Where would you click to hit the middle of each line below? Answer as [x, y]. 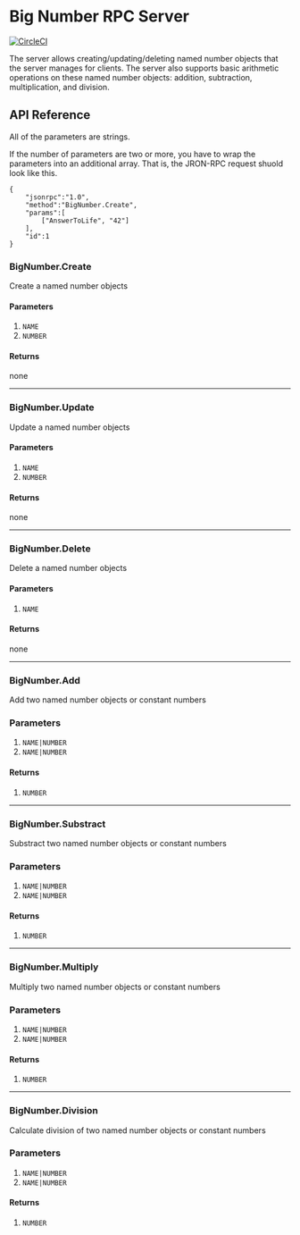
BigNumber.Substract [58, 824]
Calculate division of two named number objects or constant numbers [137, 1130]
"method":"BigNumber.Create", [82, 205]
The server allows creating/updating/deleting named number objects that [144, 58]
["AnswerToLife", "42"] [85, 221]
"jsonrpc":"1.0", [58, 197]
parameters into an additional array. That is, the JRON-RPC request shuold [146, 164]
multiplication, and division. [59, 87]
